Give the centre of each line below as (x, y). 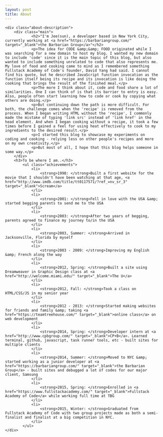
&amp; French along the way (34, 254)
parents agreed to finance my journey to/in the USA (60, 220)
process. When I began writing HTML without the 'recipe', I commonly (78, 113)
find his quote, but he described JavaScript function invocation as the (82, 75)
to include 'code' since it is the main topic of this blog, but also (78, 57)
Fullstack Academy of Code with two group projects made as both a (75, 413)
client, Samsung (21, 374)
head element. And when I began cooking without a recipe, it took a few (82, 122)
